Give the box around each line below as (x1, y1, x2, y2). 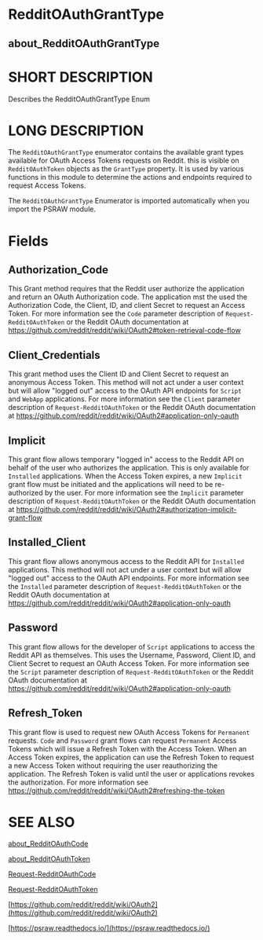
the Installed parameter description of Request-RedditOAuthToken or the (8, 581, 242, 591)
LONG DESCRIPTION (8, 122, 144, 139)
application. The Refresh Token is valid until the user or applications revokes (8, 769, 255, 778)
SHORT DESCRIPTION (8, 68, 153, 86)
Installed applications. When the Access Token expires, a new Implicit (8, 471, 243, 481)
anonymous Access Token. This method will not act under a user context (8, 378, 244, 387)
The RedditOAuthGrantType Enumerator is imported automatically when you (8, 196, 250, 206)
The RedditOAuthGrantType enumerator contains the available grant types (8, 148, 244, 157)
